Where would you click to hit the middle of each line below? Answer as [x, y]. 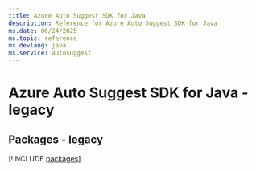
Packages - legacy [56, 139]
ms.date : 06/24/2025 [43, 31]
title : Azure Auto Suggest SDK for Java [77, 16]
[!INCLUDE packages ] [45, 159]
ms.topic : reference [43, 38]
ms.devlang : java [37, 46]
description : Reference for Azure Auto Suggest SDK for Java [113, 23]
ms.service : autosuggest [50, 53]
